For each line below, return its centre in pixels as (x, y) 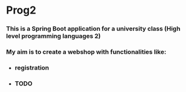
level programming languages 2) (54, 36)
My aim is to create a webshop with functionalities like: (86, 52)
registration (32, 67)
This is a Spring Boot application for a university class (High (93, 29)
